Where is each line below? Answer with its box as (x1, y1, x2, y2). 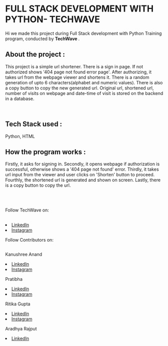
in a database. (5, 95, 35, 101)
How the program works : (5, 148, 86, 156)
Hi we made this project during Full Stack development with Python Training (5, 30, 162, 36)
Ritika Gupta (5, 301, 31, 307)
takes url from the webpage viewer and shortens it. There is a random (5, 74, 149, 80)
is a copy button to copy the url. (5, 182, 71, 188)
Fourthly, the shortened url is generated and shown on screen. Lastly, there (5, 177, 161, 183)
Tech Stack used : (5, 120, 63, 129)
